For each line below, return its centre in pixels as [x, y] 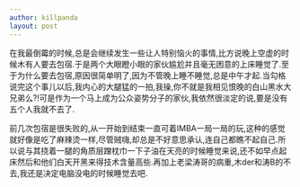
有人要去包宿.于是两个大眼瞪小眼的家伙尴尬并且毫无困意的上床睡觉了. [153, 64]
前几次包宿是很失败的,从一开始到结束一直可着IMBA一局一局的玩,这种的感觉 [147, 128]
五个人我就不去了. [42, 109]
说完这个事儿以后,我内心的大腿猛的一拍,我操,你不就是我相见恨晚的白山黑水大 [150, 86]
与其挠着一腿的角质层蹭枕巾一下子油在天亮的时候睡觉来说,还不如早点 [152, 150]
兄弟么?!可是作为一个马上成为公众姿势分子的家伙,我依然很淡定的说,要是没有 [149, 98]
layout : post [34, 26]
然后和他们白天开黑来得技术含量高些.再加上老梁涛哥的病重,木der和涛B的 [150, 162]
